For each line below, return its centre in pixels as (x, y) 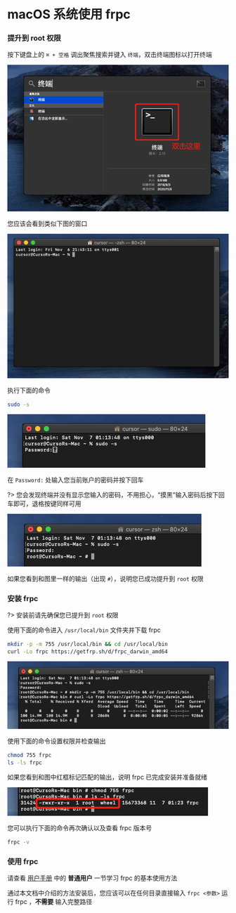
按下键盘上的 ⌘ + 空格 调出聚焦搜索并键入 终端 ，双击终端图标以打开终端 (110, 55)
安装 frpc (23, 598)
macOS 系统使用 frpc (69, 14)
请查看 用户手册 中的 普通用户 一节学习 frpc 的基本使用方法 (92, 878)
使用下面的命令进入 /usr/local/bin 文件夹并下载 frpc (84, 630)
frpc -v (19, 842)
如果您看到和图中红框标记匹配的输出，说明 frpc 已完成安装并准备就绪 (107, 777)
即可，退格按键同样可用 (47, 504)
